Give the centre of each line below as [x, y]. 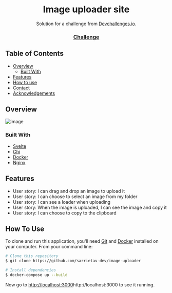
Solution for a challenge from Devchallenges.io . [86, 24]
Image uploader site [86, 9]
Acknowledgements [34, 93]
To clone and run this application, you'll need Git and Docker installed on [82, 241]
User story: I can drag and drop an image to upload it [69, 191]
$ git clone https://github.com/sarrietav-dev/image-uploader [73, 261]
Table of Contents [35, 54]
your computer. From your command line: [49, 247]
